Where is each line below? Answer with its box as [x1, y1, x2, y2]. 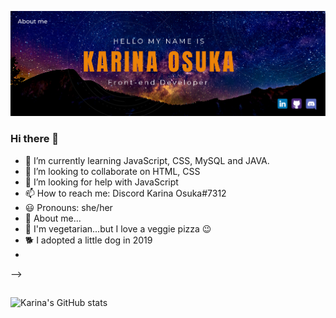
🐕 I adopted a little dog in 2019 [24, 234, 153, 246]
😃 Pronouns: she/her [24, 201, 113, 213]
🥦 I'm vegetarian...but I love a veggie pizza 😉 [24, 222, 212, 235]
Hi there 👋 [10, 132, 60, 146]
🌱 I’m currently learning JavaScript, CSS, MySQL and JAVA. [24, 154, 270, 166]
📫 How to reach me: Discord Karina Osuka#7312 [24, 187, 227, 199]
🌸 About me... [24, 212, 82, 224]
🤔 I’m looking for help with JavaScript [24, 176, 179, 188]
